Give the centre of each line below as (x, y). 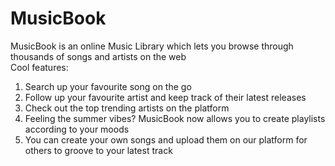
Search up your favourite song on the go (108, 86)
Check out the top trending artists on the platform (127, 108)
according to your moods (77, 129)
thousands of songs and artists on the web (98, 56)
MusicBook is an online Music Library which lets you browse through (152, 46)
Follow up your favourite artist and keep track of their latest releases (165, 97)
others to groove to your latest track (98, 150)
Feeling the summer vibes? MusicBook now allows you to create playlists (175, 118)
